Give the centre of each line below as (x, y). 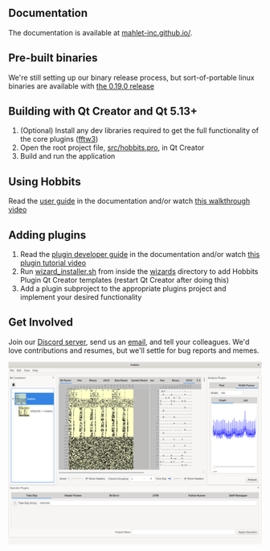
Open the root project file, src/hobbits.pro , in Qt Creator (112, 147)
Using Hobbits (45, 182)
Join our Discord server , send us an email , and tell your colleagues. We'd (129, 342)
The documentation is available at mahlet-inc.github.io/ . (100, 32)
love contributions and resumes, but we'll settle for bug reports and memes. (134, 350)
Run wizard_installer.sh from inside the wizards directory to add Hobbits (139, 271)
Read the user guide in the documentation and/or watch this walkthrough (129, 201)
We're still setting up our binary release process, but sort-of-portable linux (131, 77)
